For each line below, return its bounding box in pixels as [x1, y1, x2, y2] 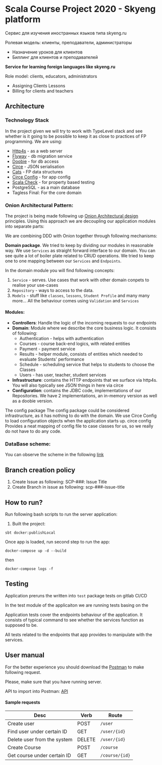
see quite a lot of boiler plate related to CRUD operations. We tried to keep [5, 252, 155, 258]
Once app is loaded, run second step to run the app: [5, 539, 110, 545]
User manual [5, 651, 45, 660]
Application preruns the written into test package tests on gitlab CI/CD [5, 592, 147, 598]
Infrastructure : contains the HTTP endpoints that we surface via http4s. [12, 377, 158, 383]
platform [5, 14, 40, 25]
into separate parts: [5, 223, 45, 229]
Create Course [7, 744, 41, 751]
